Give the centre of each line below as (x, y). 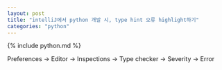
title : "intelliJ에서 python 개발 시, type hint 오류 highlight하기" (103, 20)
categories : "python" (39, 26)
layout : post (26, 13)
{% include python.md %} (44, 46)
